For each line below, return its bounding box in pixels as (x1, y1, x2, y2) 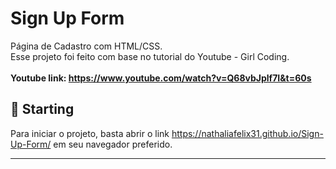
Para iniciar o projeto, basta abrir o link (10, 127, 170, 139)
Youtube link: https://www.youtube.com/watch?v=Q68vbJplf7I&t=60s (10, 72, 312, 84)
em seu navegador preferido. (53, 138, 173, 150)
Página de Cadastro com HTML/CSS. (10, 40, 163, 52)
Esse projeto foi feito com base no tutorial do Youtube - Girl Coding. (10, 50, 290, 62)
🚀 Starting (10, 101, 75, 118)
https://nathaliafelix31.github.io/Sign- (171, 127, 324, 139)
